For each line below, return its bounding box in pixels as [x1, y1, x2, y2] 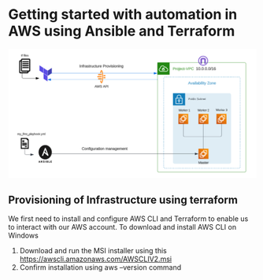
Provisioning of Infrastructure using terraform [8, 193, 239, 206]
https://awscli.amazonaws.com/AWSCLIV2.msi [19, 254, 172, 264]
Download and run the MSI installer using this [19, 246, 167, 256]
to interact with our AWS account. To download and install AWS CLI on [8, 223, 237, 232]
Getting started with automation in [8, 6, 238, 24]
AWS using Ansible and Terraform [8, 22, 235, 40]
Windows [8, 230, 39, 241]
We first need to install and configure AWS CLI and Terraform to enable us [8, 214, 249, 223]
